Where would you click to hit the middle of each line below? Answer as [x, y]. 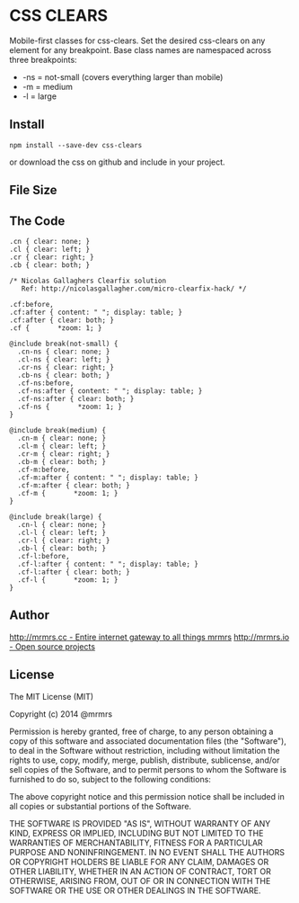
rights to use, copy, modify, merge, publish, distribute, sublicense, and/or [145, 760]
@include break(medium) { [57, 430]
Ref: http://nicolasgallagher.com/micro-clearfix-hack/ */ [134, 289]
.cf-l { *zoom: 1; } [68, 580]
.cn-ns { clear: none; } [64, 352]
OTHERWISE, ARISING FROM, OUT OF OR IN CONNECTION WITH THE [140, 881]
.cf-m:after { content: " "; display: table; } [108, 478]
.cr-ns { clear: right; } [66, 367]
